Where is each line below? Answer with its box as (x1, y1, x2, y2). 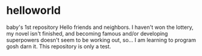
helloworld (6, 4, 61, 17)
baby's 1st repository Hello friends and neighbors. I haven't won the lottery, (6, 23, 194, 31)
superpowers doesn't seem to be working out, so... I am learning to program (6, 36, 197, 43)
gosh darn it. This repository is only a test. (6, 43, 111, 50)
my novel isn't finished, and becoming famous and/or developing (6, 30, 168, 37)
